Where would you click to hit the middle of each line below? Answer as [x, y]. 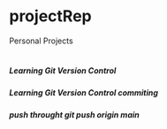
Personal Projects [41, 41]
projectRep [50, 16]
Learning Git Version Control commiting [84, 92]
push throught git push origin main [74, 115]
